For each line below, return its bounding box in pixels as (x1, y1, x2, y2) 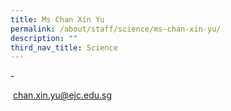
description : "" (10, 33, 78, 43)
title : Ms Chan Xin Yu (10, 14, 105, 25)
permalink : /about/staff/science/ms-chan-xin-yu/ (10, 24, 222, 34)
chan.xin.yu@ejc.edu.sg (12, 89, 112, 101)
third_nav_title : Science (10, 42, 118, 53)
